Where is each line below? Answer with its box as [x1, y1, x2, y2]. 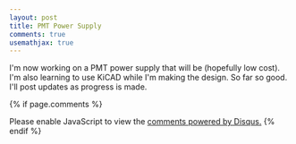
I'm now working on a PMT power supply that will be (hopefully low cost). [9, 63, 280, 73]
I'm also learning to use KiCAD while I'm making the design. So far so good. [9, 72, 288, 83]
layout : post [9, 13, 58, 22]
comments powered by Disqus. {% [147, 116, 275, 127]
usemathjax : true [9, 38, 74, 47]
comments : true [9, 30, 66, 38]
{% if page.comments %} [9, 99, 103, 110]
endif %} [9, 126, 42, 137]
